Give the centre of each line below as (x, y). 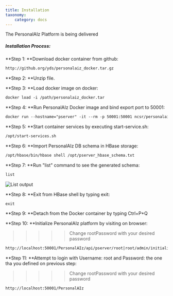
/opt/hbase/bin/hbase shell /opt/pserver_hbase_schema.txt (70, 155)
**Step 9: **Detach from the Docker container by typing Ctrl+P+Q (76, 213)
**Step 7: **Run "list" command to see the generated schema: (73, 165)
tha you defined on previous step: (41, 264)
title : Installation (28, 10)
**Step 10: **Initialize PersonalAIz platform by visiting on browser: (76, 224)
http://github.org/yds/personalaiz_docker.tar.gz (60, 68)
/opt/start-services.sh (31, 136)
